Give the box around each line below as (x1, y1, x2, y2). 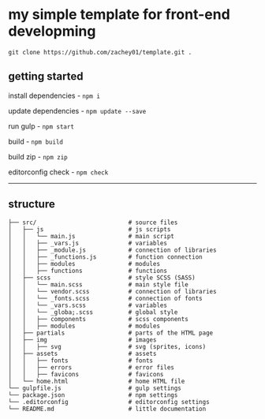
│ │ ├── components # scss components (8, 315, 189, 323)
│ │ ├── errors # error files (8, 363, 175, 372)
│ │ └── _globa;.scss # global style (8, 308, 178, 316)
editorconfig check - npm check (8, 167, 109, 177)
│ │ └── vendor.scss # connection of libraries (8, 287, 217, 295)
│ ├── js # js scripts (8, 225, 171, 234)
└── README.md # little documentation (8, 405, 207, 413)
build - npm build (8, 137, 63, 146)
